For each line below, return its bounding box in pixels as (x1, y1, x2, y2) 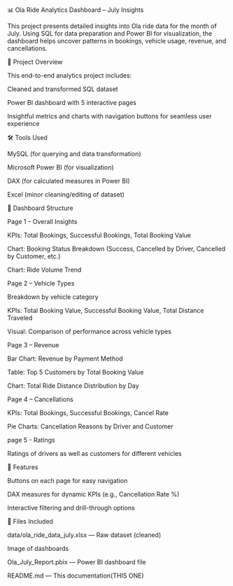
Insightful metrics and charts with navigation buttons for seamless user (7, 112, 212, 120)
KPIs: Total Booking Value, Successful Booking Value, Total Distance (7, 307, 204, 314)
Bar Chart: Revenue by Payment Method (7, 354, 124, 363)
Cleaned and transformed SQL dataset (7, 85, 118, 93)
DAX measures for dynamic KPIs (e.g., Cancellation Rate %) (7, 490, 180, 498)
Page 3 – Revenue (7, 341, 59, 349)
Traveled (7, 314, 33, 322)
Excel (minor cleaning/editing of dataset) (7, 190, 125, 198)
